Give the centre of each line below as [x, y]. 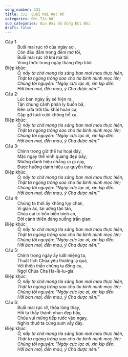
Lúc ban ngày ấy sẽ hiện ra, [45, 99]
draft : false [18, 28]
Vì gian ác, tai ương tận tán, [45, 208]
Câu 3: [12, 146]
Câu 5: [12, 250]
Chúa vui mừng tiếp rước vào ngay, [53, 318]
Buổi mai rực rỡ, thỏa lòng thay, [49, 307]
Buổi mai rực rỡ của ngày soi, [47, 47]
